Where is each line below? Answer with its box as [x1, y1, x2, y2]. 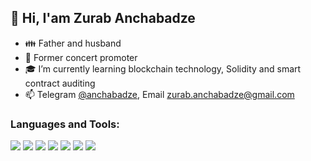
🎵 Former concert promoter [24, 51, 138, 63]
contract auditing [24, 77, 96, 89]
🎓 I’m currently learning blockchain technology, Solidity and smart [24, 62, 302, 75]
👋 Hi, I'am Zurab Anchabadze [10, 10, 196, 27]
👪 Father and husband [24, 37, 122, 49]
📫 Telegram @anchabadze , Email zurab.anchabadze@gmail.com [24, 88, 295, 100]
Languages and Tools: [10, 117, 120, 131]
